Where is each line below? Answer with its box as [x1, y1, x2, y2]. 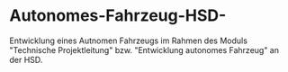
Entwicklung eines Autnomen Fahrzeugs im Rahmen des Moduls [9, 35, 247, 46]
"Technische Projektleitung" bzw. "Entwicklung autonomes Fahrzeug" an [9, 44, 279, 55]
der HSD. [9, 54, 43, 65]
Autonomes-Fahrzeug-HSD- [9, 5, 227, 26]
